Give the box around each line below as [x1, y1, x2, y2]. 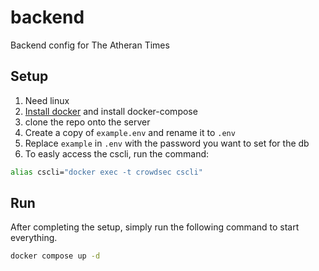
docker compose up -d [10, 251, 101, 261]
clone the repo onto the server [24, 116, 151, 128]
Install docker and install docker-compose [24, 105, 198, 117]
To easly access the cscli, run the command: [24, 147, 210, 160]
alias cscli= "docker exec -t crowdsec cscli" [10, 167, 203, 177]
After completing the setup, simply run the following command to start [10, 221, 300, 233]
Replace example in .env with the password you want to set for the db [24, 137, 310, 149]
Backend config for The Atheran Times [10, 39, 170, 51]
